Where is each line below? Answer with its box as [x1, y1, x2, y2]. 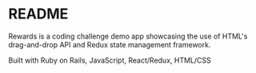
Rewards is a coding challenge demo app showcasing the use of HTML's [8, 31, 248, 41]
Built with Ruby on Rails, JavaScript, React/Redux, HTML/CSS [8, 55, 211, 65]
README [8, 5, 69, 23]
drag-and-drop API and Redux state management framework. [8, 39, 211, 49]
